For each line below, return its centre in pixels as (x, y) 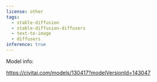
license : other (25, 12)
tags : (13, 17)
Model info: (20, 61)
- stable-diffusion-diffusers (48, 28)
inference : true (26, 45)
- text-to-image (31, 34)
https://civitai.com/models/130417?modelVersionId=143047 (78, 73)
